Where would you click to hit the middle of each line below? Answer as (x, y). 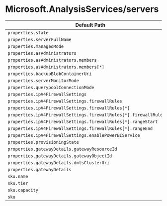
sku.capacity (23, 190)
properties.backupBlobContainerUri (50, 74)
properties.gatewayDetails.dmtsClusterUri (59, 162)
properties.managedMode (36, 46)
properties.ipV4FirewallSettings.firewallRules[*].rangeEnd (80, 128)
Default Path (90, 25)
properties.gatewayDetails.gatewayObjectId (60, 156)
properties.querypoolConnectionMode (51, 87)
